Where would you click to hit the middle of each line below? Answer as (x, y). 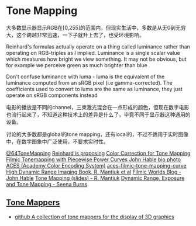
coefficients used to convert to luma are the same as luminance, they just (94, 89)
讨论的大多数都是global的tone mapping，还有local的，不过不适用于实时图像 (97, 134)
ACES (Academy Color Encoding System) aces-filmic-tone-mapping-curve (96, 165)
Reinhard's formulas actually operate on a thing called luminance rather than (98, 46)
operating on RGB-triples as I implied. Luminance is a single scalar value (93, 53)
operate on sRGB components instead (52, 95)
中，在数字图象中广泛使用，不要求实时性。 (57, 141)
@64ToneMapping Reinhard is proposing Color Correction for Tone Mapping (98, 153)
